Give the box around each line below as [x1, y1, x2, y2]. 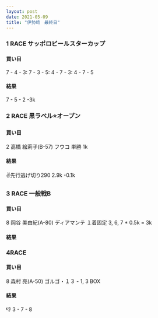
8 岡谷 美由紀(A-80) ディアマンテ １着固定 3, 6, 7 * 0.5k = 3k [6, 219, 152, 226]
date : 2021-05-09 [6, 14, 48, 20]
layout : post [6, 8, 38, 15]
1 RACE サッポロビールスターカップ [6, 40, 106, 48]
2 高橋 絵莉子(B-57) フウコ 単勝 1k [6, 143, 88, 150]
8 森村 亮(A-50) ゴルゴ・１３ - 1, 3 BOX [6, 278, 101, 285]
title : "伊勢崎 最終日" [6, 19, 60, 25]
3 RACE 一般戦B [6, 189, 51, 197]
